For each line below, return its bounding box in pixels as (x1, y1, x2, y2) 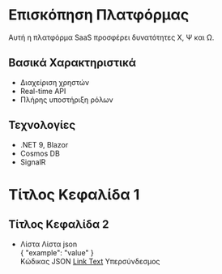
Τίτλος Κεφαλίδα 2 (8, 217, 109, 232)
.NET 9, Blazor (19, 139, 69, 149)
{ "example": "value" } (19, 247, 95, 257)
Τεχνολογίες (8, 118, 76, 132)
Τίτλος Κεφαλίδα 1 (8, 185, 140, 203)
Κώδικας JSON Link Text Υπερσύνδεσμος (19, 256, 160, 266)
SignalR (19, 156, 46, 167)
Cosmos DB (19, 148, 61, 158)
